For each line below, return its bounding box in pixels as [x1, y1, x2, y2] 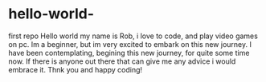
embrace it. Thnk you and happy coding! [8, 64, 143, 74]
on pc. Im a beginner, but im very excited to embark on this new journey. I [8, 39, 252, 49]
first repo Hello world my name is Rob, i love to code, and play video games [8, 31, 259, 41]
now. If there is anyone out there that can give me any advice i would [8, 57, 236, 66]
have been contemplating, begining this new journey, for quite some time [8, 48, 250, 57]
